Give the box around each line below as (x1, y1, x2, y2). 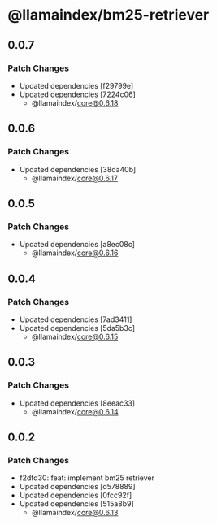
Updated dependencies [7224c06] (19, 89, 136, 99)
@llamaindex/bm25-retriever (7, 6, 210, 24)
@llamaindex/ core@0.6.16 (31, 248, 119, 258)
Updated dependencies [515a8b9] (19, 499, 135, 509)
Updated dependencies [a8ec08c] (19, 240, 136, 249)
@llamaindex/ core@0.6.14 (31, 406, 119, 416)
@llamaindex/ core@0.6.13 (31, 508, 119, 518)
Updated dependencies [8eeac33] (19, 398, 136, 408)
